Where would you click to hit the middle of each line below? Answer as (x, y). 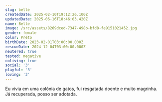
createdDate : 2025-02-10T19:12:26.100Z (47, 14)
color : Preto (19, 38)
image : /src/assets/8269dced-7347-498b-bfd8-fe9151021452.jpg (71, 28)
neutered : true (21, 51)
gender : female (21, 33)
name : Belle (17, 24)
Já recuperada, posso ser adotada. (41, 94)
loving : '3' (17, 75)
